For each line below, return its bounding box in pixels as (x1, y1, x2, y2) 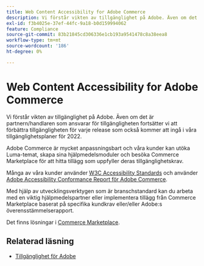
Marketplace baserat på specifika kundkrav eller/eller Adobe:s (6, 200, 163, 208)
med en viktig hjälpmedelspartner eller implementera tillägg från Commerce (6, 194, 196, 201)
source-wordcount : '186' (6, 43, 69, 49)
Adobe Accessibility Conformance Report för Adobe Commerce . (6, 175, 167, 183)
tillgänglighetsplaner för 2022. (6, 132, 82, 140)
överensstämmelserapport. (6, 206, 74, 214)
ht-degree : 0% (6, 49, 43, 55)
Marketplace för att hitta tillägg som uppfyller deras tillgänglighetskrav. (6, 157, 184, 164)
